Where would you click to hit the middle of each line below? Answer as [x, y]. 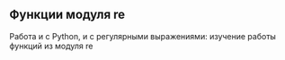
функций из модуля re [51, 46]
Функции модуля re [67, 15]
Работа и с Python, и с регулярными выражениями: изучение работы [143, 36]
